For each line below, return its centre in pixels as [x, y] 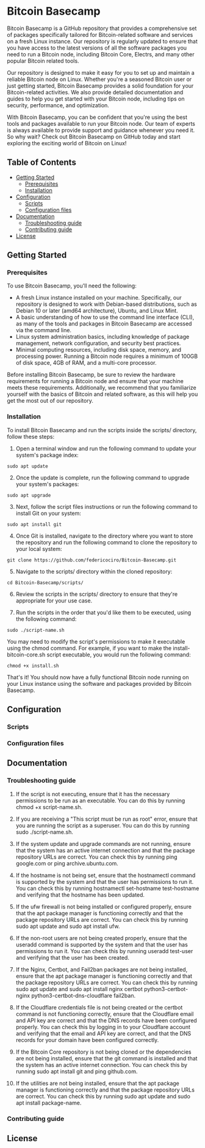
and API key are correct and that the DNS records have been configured [106, 1020]
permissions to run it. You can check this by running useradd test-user [104, 951]
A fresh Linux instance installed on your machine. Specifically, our [99, 298]
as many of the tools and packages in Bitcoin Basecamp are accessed [104, 324]
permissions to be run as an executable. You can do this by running [100, 800]
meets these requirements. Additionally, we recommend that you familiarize [102, 388]
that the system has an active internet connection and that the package [105, 850]
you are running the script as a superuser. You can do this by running [103, 825]
